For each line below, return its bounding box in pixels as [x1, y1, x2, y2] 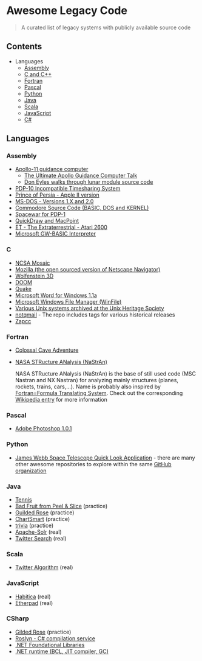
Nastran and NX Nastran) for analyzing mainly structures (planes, [15, 377, 179, 384]
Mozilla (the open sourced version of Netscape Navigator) [15, 265, 161, 273]
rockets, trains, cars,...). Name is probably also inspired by [15, 383, 161, 390]
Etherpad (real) [15, 599, 53, 606]
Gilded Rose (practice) [15, 628, 72, 635]
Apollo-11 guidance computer [15, 166, 89, 173]
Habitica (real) [15, 593, 51, 600]
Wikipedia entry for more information [15, 396, 108, 404]
